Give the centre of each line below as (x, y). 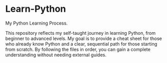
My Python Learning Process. (37, 23)
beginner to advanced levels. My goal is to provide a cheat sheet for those (84, 38)
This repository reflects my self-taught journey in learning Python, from (81, 33)
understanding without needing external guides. (56, 55)
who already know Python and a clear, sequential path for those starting (81, 44)
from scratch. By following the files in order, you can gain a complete (78, 49)
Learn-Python (36, 9)
